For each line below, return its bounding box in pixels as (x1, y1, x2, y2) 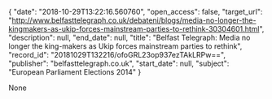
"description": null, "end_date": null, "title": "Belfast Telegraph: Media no (8, 32, 251, 42)
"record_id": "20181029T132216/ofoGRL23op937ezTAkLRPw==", (8, 50, 226, 59)
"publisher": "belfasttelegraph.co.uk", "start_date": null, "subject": (8, 58, 230, 68)
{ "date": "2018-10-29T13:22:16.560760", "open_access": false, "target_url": (8, 7, 263, 16)
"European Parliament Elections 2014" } (8, 67, 142, 76)
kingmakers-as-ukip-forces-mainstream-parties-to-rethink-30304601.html (8, 24, 260, 33)
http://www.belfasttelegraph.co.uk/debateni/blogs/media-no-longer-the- (11, 15, 257, 25)
